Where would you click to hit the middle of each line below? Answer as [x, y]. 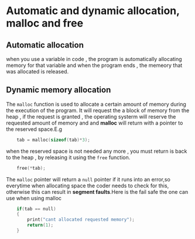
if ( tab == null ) [37, 209]
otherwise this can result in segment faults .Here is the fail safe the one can [97, 191]
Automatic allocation [45, 45]
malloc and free [45, 23]
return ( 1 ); [40, 225]
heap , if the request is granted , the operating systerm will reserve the [91, 116]
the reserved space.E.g [34, 129]
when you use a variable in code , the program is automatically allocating [94, 59]
